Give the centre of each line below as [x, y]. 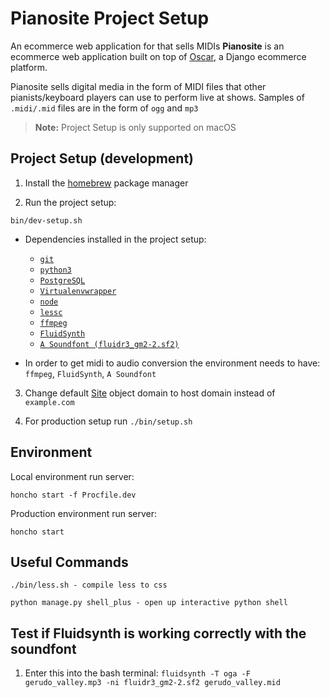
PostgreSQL [62, 280]
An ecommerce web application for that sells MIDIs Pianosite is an [147, 46]
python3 [55, 270]
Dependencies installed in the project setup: [115, 239]
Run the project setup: [70, 202]
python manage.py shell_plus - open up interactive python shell [149, 603]
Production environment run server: [84, 513]
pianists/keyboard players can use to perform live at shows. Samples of [157, 97]
